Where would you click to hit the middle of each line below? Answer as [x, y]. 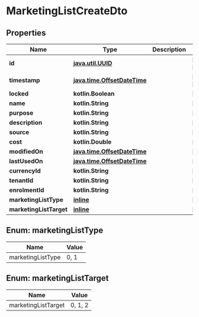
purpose [21, 113]
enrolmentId [27, 190]
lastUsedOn [26, 161]
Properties [26, 33]
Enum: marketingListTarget [57, 278]
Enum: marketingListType [55, 231]
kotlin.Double [92, 142]
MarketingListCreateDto [67, 11]
